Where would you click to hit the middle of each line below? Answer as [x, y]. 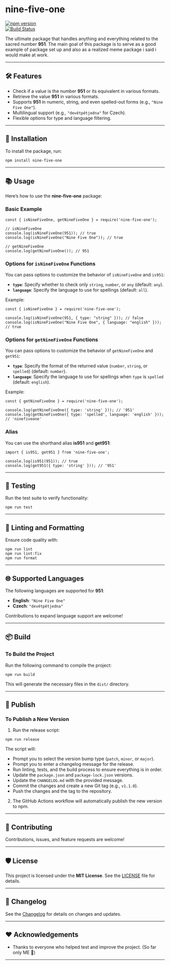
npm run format [21, 558]
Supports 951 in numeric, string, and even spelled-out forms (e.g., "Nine [88, 102]
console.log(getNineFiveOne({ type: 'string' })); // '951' [70, 410]
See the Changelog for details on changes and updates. [63, 914]
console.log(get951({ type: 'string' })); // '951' [61, 465]
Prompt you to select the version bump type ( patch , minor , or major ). [83, 759]
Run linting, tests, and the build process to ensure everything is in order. [88, 770]
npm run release [22, 740]
